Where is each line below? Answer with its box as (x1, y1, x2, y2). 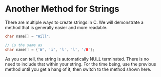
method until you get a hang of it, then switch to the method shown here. (5, 66, 151, 72)
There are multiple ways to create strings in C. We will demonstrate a (5, 19, 144, 25)
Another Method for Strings (5, 3, 120, 15)
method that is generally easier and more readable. (5, 24, 108, 30)
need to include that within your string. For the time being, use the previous (5, 61, 156, 67)
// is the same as (5, 43, 42, 47)
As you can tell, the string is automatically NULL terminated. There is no (5, 56, 149, 62)
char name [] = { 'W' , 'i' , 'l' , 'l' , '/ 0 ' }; (5, 47, 95, 52)
